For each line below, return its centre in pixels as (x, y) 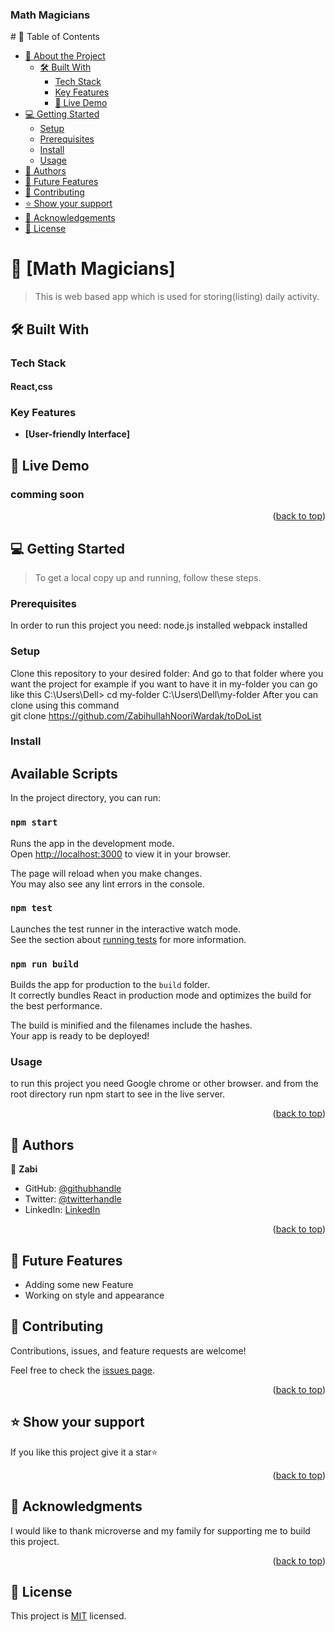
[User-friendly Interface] (77, 434)
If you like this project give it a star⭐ (84, 1452)
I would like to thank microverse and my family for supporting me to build (160, 1530)
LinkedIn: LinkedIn (62, 1210)
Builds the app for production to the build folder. (110, 985)
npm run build (44, 964)
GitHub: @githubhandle (73, 1189)
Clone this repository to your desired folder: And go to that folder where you (167, 673)
